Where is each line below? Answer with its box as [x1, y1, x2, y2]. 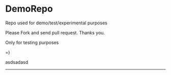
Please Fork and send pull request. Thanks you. [5, 29, 105, 35]
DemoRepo [5, 3, 53, 15]
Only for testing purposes [5, 39, 59, 46]
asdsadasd [5, 59, 28, 65]
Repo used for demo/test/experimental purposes [5, 20, 108, 26]
